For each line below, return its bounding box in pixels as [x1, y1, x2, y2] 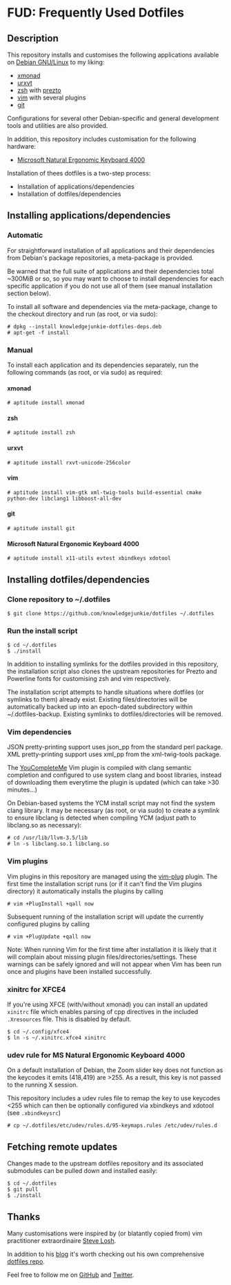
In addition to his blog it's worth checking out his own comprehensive [7, 1250, 205, 1258]
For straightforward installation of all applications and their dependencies [7, 246, 215, 254]
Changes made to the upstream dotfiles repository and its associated [7, 1159, 203, 1167]
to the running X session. [7, 1080, 78, 1089]
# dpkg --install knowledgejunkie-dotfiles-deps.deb [7, 323, 162, 330]
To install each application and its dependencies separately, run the [7, 361, 199, 369]
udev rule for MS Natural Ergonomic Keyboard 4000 [7, 1051, 185, 1060]
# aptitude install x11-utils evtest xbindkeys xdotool [7, 555, 171, 562]
